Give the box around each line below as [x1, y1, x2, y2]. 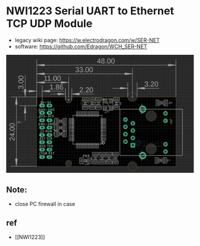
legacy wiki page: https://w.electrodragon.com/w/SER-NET [14, 36, 160, 43]
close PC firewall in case [14, 201, 76, 208]
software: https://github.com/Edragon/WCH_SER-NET [14, 43, 148, 50]
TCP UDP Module [6, 17, 93, 30]
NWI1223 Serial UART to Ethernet [6, 4, 174, 18]
